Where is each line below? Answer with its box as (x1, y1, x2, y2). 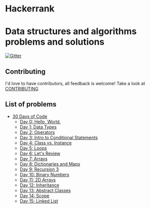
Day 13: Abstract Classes (19, 187, 71, 193)
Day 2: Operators (19, 129, 55, 135)
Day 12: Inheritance (19, 182, 60, 188)
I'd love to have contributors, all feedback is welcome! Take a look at (5, 80, 146, 86)
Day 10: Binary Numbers (19, 171, 70, 177)
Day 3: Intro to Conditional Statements (19, 134, 98, 140)
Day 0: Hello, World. (19, 118, 61, 124)
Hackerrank (5, 3, 55, 14)
